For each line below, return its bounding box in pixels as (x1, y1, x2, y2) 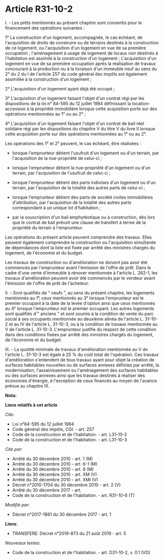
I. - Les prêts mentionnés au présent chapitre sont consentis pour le (5, 20, 142, 26)
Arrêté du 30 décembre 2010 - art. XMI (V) (12, 476, 98, 482)
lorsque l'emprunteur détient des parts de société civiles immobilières (12, 194, 153, 200)
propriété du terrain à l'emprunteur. (12, 225, 83, 231)
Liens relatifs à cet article (5, 402, 58, 408)
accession (5, 106, 26, 112)
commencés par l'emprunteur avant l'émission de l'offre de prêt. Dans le (5, 265, 151, 270)
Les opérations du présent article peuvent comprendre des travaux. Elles (5, 234, 152, 240)
